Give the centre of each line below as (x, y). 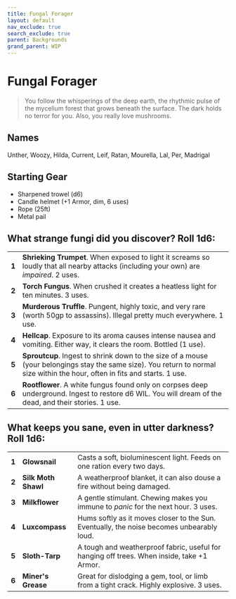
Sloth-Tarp (41, 556)
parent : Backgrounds (38, 40)
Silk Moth (38, 478)
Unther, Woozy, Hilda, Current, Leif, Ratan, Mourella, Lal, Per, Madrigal (109, 155)
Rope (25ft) (34, 209)
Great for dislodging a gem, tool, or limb (143, 576)
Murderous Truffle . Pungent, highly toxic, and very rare (114, 307)
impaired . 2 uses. (51, 275)
